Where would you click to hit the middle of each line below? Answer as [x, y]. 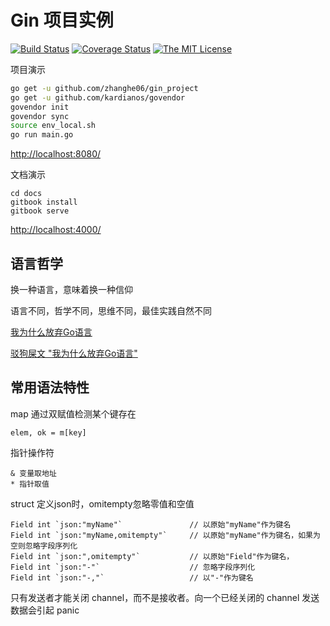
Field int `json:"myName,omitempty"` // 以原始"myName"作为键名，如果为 [165, 535]
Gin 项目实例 [62, 20]
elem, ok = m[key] [48, 432]
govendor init [40, 107]
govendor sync [40, 116]
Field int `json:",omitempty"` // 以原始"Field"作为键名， [152, 556]
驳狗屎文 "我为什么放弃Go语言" [74, 353]
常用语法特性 [50, 387]
